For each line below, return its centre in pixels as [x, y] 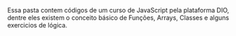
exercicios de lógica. [37, 25]
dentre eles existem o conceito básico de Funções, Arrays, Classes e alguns [118, 18]
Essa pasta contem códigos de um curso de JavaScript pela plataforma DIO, [118, 10]
